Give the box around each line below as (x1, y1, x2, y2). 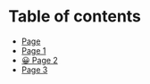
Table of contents (8, 6, 142, 27)
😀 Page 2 (21, 55, 59, 65)
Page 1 (21, 45, 46, 55)
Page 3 (21, 64, 48, 75)
